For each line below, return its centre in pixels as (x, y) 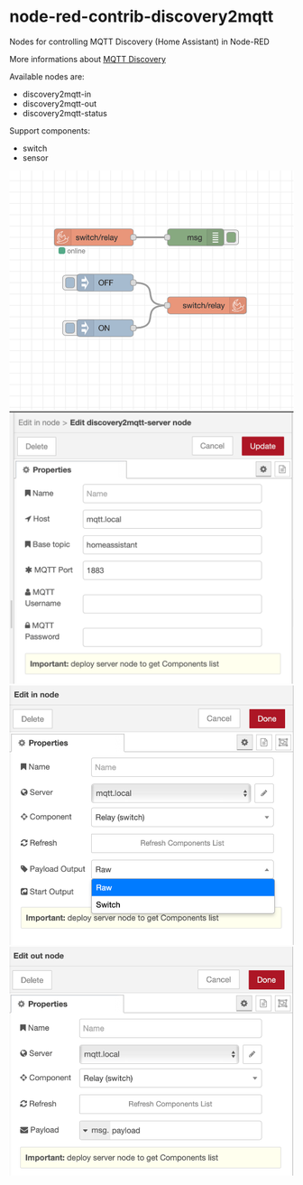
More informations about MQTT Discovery (88, 59)
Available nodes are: (47, 76)
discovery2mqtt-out (60, 103)
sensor (35, 157)
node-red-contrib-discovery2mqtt (142, 17)
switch (35, 148)
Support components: (50, 130)
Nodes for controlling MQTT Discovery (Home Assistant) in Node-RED (140, 42)
